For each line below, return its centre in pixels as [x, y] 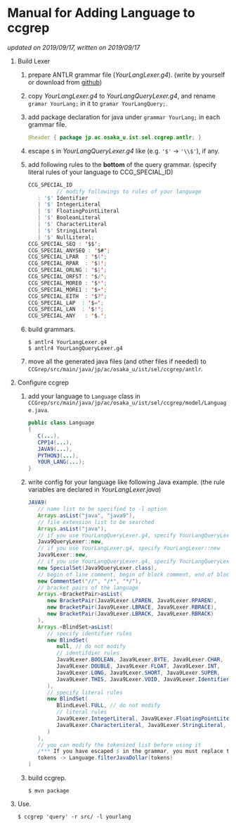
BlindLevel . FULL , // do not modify [109, 706]
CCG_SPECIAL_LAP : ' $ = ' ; [66, 303]
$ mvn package [48, 791]
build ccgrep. [47, 778]
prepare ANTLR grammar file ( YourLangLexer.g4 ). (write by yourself [126, 75]
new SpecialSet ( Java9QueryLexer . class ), [98, 568]
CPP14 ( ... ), [55, 442]
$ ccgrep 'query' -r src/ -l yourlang [74, 817]
